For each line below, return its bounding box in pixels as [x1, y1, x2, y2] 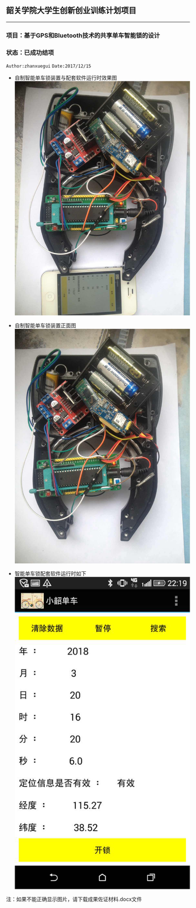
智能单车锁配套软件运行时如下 [14, 570, 86, 577]
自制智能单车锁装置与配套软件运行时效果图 [14, 74, 117, 81]
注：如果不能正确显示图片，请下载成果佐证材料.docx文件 [6, 896, 142, 903]
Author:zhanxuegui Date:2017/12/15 [6, 63, 92, 69]
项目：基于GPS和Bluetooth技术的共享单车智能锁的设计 [6, 31, 160, 39]
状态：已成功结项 [6, 49, 54, 57]
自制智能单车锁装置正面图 [14, 322, 76, 329]
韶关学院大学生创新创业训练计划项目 [6, 5, 136, 16]
